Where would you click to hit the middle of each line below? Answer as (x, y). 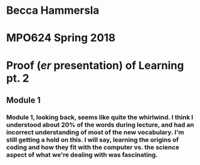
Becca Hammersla (53, 10)
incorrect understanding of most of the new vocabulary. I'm (95, 132)
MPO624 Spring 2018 (61, 38)
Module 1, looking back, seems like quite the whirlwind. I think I (100, 117)
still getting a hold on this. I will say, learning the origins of (92, 140)
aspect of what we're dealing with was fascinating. (82, 155)
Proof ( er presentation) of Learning (95, 65)
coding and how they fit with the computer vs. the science (93, 147)
